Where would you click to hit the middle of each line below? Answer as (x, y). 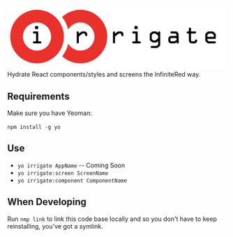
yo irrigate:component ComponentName (72, 181)
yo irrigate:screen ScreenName (63, 173)
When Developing (47, 202)
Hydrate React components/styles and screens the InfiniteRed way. (104, 75)
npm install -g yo (34, 127)
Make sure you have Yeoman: (50, 113)
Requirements (38, 96)
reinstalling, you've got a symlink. (55, 226)
